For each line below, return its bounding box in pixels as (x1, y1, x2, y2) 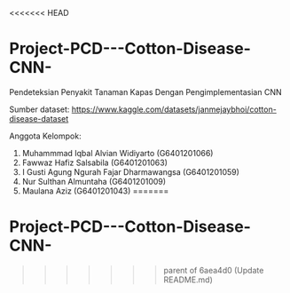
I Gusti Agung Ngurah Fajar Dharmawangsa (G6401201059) (21, 166, 239, 177)
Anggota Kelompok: (9, 131, 82, 141)
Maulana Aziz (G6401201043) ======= (21, 186, 169, 196)
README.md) (163, 274, 213, 285)
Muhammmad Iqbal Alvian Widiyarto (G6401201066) (21, 147, 214, 158)
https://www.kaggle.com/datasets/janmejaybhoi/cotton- (71, 104, 277, 115)
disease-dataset (9, 113, 69, 123)
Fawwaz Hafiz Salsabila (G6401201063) (21, 157, 169, 168)
